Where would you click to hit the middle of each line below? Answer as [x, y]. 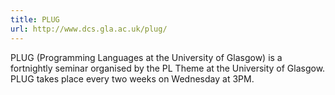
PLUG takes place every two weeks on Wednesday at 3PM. [132, 78]
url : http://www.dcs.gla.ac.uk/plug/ [89, 29]
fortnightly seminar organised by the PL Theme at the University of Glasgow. [168, 68]
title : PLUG [35, 19]
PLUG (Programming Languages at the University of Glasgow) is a [146, 57]
